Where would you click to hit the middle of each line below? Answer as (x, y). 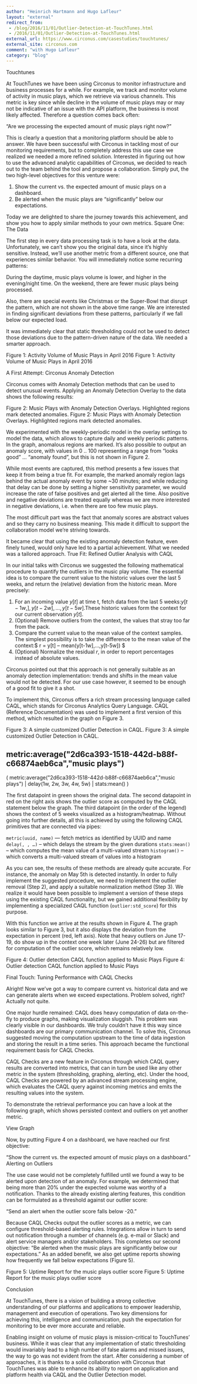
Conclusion (20, 1289)
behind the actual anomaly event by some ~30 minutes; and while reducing (97, 481)
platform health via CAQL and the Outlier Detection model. (76, 1375)
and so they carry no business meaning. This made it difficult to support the (98, 523)
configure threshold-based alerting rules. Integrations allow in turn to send (96, 1229)
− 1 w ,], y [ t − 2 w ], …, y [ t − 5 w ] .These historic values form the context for (100, 608)
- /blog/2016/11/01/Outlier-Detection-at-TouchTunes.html (81, 28)
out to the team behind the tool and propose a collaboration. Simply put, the (97, 169)
